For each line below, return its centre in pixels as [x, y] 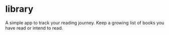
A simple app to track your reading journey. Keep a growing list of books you [85, 23]
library [19, 9]
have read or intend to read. [34, 28]
